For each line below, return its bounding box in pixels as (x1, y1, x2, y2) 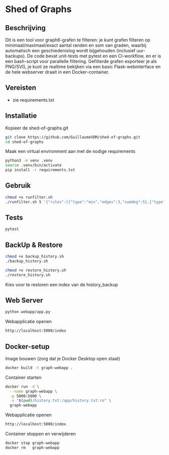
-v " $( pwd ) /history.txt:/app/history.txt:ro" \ (10, 398, 112, 403)
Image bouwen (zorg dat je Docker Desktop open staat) (5, 355, 121, 361)
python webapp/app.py (5, 310, 51, 315)
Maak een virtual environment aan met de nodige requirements (5, 148, 136, 155)
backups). (5, 53, 26, 59)
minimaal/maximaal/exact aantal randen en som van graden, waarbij (5, 42, 147, 48)
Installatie (5, 112, 37, 120)
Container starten (5, 374, 42, 381)
